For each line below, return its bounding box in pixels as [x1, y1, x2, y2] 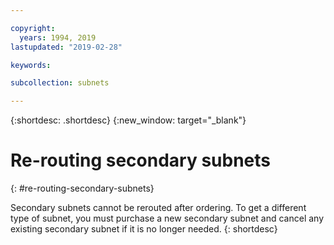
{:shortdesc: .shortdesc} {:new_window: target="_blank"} [10, 114, 247, 126]
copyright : [10, 23, 56, 33]
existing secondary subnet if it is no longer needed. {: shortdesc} [10, 223, 278, 235]
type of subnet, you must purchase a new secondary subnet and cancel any [10, 212, 325, 225]
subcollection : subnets [10, 78, 110, 88]
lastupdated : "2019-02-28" [10, 42, 123, 52]
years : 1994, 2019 [19, 32, 97, 43]
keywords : [10, 60, 52, 70]
